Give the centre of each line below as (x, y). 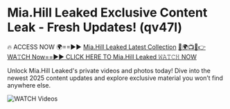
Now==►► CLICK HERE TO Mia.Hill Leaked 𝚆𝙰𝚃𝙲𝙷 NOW (115, 57)
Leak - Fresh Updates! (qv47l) (95, 27)
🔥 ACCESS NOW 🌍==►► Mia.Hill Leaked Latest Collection (92, 47)
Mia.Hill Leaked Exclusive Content (107, 13)
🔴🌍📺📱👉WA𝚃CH (192, 47)
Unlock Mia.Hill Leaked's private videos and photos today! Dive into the (109, 70)
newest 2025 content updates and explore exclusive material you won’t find (115, 78)
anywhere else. (29, 85)
